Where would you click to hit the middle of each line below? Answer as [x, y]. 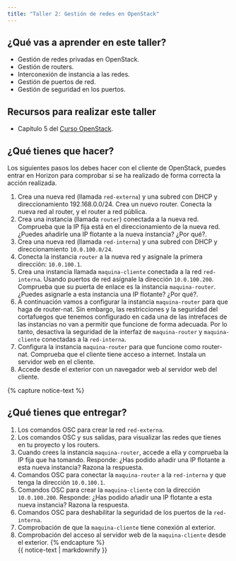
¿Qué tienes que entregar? [67, 413]
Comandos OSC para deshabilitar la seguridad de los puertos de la [115, 512]
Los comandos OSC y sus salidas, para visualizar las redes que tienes [119, 437]
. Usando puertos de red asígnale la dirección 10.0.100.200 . [127, 279]
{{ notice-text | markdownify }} [62, 550]
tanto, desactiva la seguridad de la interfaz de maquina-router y [110, 332]
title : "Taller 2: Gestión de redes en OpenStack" [83, 14]
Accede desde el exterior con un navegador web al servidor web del [117, 370]
